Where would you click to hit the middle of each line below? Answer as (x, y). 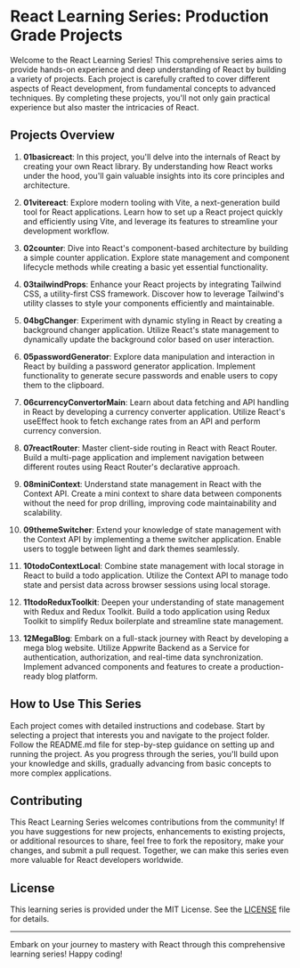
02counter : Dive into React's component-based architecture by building (155, 248)
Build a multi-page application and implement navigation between (143, 457)
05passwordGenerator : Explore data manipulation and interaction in (149, 356)
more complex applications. (61, 773)
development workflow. (66, 231)
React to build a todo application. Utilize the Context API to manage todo (155, 575)
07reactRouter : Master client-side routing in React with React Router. (150, 448)
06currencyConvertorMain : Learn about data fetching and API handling (156, 402)
